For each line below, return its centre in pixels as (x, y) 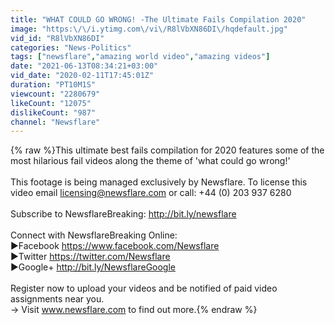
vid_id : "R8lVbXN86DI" (57, 38)
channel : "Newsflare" (55, 122)
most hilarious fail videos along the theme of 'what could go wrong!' (150, 161)
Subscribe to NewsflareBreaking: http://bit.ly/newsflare (123, 214)
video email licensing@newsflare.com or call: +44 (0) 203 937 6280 (151, 193)
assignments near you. (57, 299)
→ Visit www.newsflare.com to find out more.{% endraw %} (134, 310)
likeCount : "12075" (51, 103)
